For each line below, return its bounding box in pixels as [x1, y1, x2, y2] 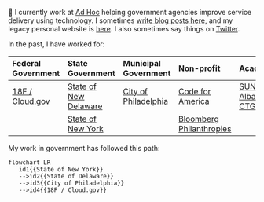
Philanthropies [178, 123, 232, 134]
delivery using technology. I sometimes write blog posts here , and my [8, 16, 233, 25]
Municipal [123, 58, 161, 68]
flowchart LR [8, 159, 51, 167]
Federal [12, 58, 41, 68]
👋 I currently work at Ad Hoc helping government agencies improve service [8, 8, 252, 17]
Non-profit [178, 63, 221, 74]
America [178, 96, 210, 106]
